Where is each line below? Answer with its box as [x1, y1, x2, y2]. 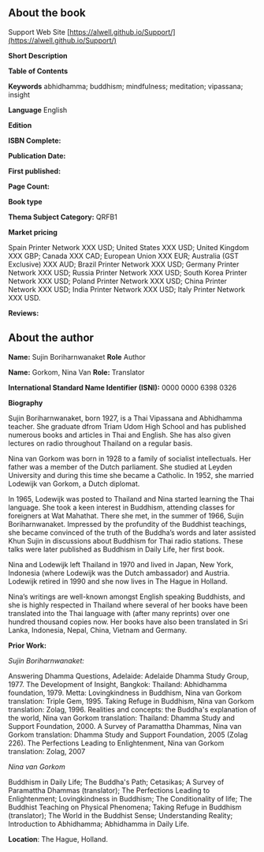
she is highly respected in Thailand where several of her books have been [8, 600, 248, 610]
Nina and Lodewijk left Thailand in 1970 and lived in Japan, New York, [8, 559, 234, 569]
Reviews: [8, 308, 39, 318]
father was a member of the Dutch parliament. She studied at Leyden [8, 461, 232, 472]
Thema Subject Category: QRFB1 [8, 212, 118, 222]
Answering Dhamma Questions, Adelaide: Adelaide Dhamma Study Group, [8, 671, 250, 681]
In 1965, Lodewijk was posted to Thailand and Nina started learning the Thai [8, 494, 255, 503]
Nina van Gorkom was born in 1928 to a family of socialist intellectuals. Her [8, 454, 251, 463]
